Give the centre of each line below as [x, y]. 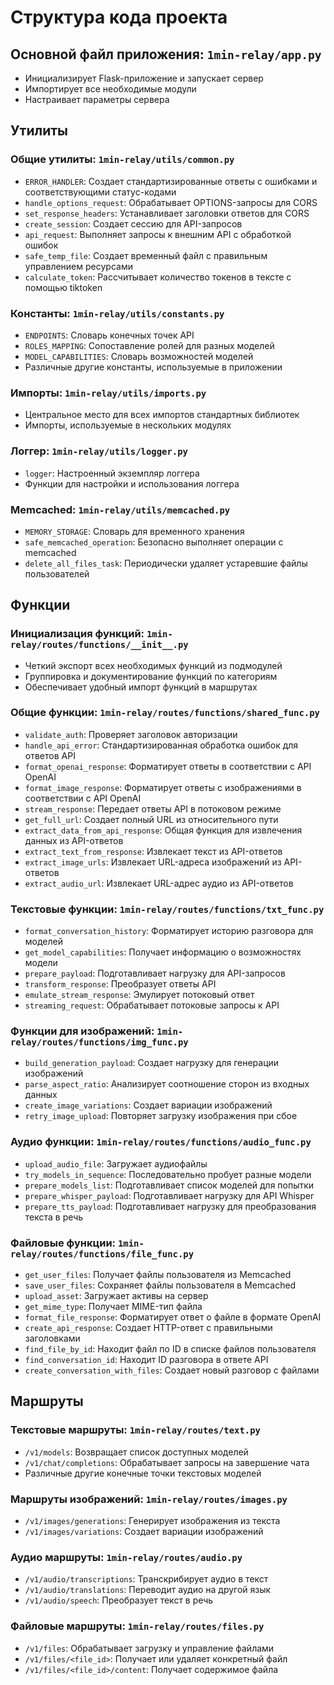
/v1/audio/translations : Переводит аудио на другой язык [148, 1590]
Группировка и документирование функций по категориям [151, 676]
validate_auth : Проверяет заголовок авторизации [131, 734]
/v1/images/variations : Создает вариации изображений [144, 1532]
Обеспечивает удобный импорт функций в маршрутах [141, 687]
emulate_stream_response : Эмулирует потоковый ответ [139, 995]
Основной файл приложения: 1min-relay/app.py [166, 54]
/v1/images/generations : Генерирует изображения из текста [152, 1521]
